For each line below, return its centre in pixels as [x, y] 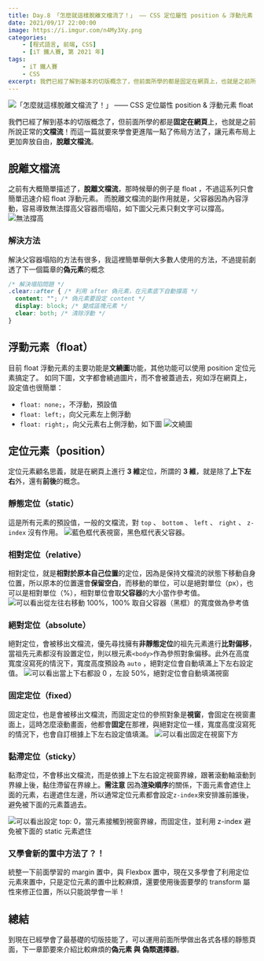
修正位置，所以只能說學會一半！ [73, 892]
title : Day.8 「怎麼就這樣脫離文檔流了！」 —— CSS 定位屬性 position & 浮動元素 [130, 15]
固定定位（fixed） [42, 696]
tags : [17, 60]
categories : [27, 37]
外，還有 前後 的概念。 [49, 481]
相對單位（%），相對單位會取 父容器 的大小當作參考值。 [116, 593]
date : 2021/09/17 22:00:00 [52, 23]
